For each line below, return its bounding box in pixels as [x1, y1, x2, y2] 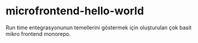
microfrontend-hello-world [5, 4, 144, 18]
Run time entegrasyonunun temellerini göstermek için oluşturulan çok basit [5, 24, 192, 31]
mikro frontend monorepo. [5, 30, 71, 37]
